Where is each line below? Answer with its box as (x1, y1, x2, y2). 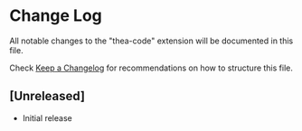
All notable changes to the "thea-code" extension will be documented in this (9, 35, 294, 46)
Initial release (22, 112, 72, 123)
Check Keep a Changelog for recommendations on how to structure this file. (9, 62, 294, 73)
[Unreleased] (9, 89, 86, 104)
